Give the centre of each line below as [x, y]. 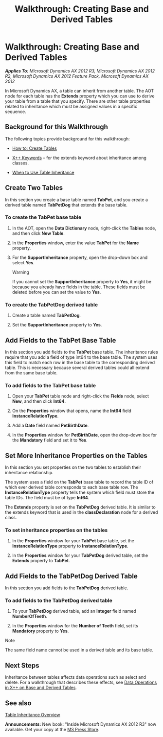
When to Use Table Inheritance [43, 172]
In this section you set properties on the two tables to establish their [73, 467]
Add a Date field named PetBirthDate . [50, 426]
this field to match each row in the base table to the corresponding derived [80, 362]
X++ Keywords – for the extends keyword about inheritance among [79, 158]
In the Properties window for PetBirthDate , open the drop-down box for [84, 435]
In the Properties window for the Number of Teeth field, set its [75, 626]
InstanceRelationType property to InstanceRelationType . [70, 546]
